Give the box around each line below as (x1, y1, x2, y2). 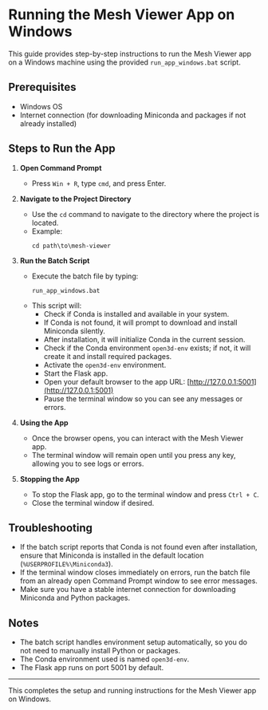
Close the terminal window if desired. (31, 498, 155, 507)
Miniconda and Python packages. (19, 593, 130, 603)
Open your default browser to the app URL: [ (43, 377, 190, 386)
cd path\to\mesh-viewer (31, 242, 112, 250)
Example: (31, 226, 62, 236)
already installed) (19, 118, 77, 128)
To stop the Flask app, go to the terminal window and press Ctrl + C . (31, 489, 259, 499)
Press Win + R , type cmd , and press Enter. (31, 178, 167, 188)
